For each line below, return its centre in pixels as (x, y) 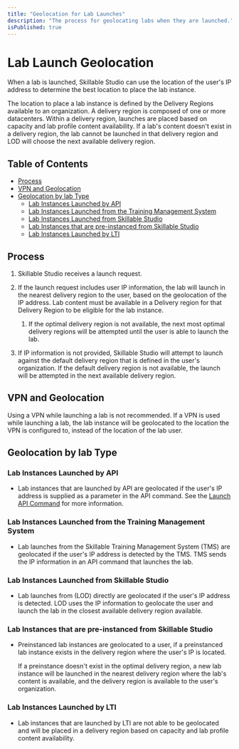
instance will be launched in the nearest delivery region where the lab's (122, 673)
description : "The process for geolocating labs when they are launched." (121, 21)
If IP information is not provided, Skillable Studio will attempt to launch (120, 353)
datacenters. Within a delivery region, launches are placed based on (107, 119)
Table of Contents (48, 164)
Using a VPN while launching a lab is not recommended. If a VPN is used (114, 415)
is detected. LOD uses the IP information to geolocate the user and (115, 604)
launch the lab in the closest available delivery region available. (110, 611)
